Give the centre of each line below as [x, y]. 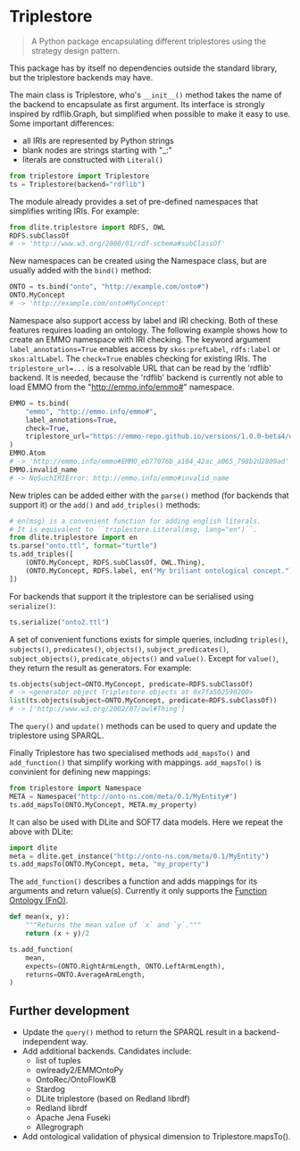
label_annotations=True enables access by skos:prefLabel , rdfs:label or [145, 349]
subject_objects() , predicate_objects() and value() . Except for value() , [144, 658]
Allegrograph [59, 1127]
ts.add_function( [42, 949]
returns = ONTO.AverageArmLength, [85, 975]
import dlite [33, 848]
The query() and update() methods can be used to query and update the [143, 727]
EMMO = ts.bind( [39, 403]
